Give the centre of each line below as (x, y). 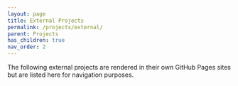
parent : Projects (33, 34)
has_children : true (36, 41)
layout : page (27, 14)
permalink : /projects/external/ (55, 27)
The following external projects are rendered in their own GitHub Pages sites (119, 67)
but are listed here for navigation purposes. (71, 75)
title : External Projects (45, 21)
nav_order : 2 (27, 47)
